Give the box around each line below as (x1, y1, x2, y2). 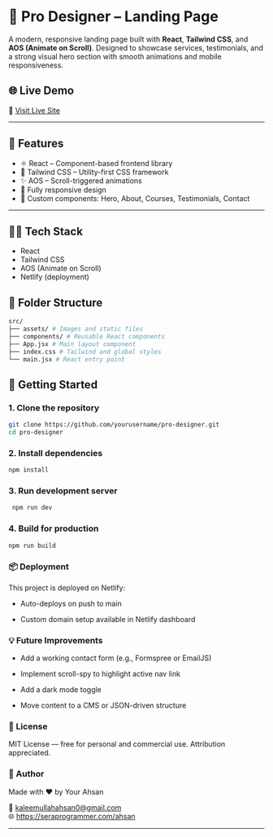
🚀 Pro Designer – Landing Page (8, 7, 219, 26)
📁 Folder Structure (8, 296, 103, 309)
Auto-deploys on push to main (19, 598, 122, 608)
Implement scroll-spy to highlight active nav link (19, 668, 181, 678)
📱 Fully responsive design (19, 185, 107, 195)
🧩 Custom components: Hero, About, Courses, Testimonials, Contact (19, 193, 250, 203)
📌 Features (8, 137, 64, 151)
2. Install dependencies (8, 447, 103, 458)
